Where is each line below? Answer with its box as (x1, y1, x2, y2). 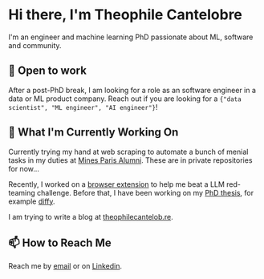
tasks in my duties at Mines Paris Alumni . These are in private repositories (8, 155, 253, 165)
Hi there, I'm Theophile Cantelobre (8, 6, 243, 24)
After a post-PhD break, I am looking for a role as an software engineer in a (8, 85, 257, 95)
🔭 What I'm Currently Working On (8, 126, 179, 139)
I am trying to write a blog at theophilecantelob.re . (8, 212, 174, 221)
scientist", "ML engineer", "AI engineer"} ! (8, 102, 158, 111)
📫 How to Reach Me (8, 236, 112, 249)
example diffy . (8, 196, 55, 206)
